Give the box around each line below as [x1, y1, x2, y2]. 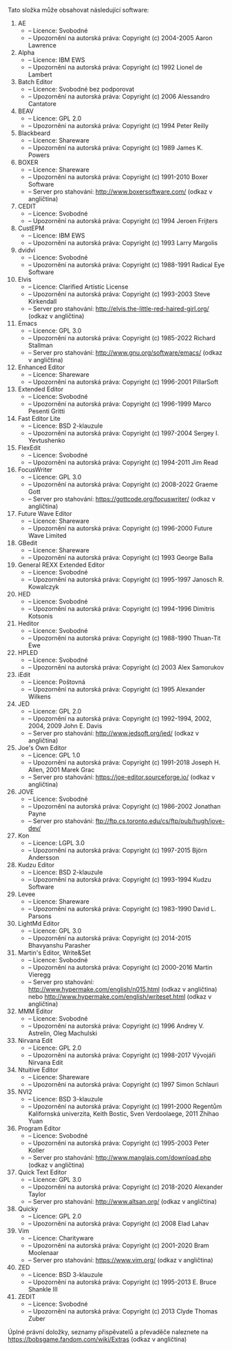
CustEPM [17, 224, 45, 232]
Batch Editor [17, 78, 53, 85]
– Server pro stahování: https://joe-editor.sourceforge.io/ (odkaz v [28, 773, 215, 781]
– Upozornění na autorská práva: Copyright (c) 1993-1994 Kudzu [28, 875, 212, 884]
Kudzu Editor [17, 861, 55, 869]
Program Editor [17, 1124, 61, 1132]
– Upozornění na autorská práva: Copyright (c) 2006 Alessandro [28, 92, 211, 101]
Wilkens [28, 692, 51, 700]
